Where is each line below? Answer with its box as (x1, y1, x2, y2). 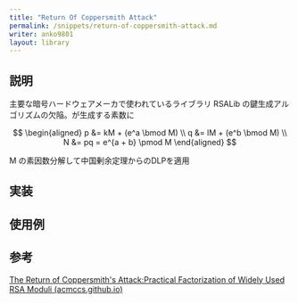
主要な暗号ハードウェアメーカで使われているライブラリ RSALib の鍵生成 (9, 99, 274, 110)
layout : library (9, 37, 70, 47)
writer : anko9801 (9, 29, 74, 38)
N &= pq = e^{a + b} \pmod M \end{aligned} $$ (62, 137, 237, 148)
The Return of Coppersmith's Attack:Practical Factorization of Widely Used (9, 274, 286, 285)
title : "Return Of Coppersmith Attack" (9, 12, 158, 22)
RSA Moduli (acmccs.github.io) (9, 283, 123, 294)
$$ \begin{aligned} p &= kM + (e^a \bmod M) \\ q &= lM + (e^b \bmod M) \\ (12, 127, 287, 138)
